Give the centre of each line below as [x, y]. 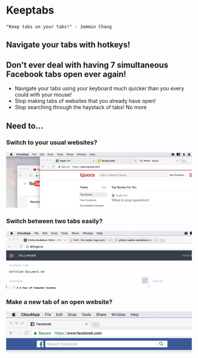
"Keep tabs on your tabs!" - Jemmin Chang [59, 27]
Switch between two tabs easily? [55, 221]
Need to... [25, 126]
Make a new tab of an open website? [60, 302]
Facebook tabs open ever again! [66, 74]
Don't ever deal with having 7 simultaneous [87, 65]
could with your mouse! [43, 95]
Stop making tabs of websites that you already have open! [85, 101]
